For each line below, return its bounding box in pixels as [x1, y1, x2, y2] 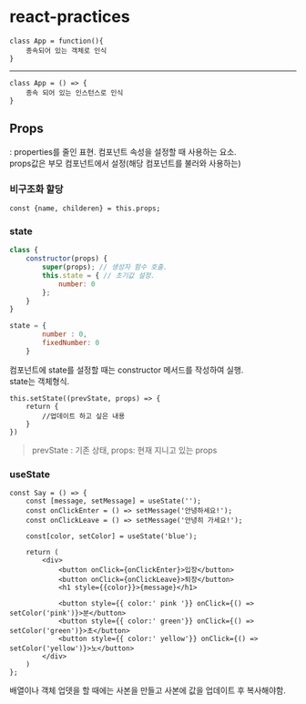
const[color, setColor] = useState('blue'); [25, 532, 198, 541]
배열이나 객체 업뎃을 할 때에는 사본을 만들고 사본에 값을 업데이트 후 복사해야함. [9, 685, 287, 696]
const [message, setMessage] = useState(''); [25, 496, 202, 506]
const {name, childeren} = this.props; [9, 204, 161, 213]
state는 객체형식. [9, 375, 70, 386]
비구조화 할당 [9, 182, 64, 195]
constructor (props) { [25, 254, 107, 263]
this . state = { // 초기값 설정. [42, 270, 156, 280]
